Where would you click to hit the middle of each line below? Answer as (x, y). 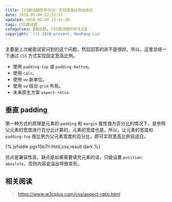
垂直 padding (26, 110)
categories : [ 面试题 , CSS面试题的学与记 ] (46, 29)
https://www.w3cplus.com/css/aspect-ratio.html (69, 194)
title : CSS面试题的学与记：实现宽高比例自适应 (49, 10)
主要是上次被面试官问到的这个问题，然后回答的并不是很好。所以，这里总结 (84, 49)
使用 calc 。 (25, 73)
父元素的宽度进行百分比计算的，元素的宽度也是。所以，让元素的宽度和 (79, 130)
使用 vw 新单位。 (30, 79)
